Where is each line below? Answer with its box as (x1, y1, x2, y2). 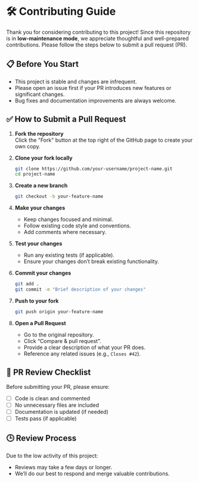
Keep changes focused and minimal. (23, 216, 113, 223)
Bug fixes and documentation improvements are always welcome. (14, 96, 177, 104)
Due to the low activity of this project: (6, 452, 98, 459)
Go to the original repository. (23, 331, 94, 338)
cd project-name (14, 171, 55, 177)
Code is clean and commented (14, 394, 91, 402)
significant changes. (14, 91, 65, 98)
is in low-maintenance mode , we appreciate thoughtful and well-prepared (6, 35, 189, 42)
